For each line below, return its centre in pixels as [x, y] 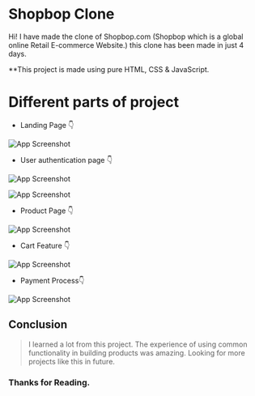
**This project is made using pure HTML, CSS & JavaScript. [109, 69]
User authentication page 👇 [66, 160]
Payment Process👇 [52, 280]
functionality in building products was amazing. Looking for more [136, 352]
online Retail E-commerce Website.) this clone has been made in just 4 [126, 45]
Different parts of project [94, 102]
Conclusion [38, 325]
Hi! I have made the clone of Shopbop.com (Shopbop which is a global [126, 36]
